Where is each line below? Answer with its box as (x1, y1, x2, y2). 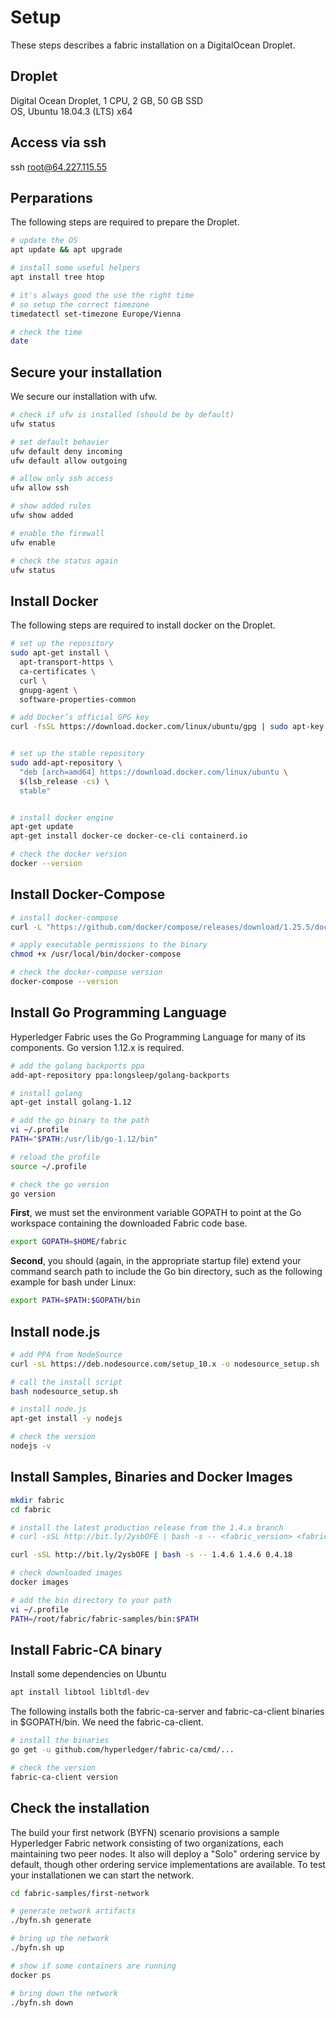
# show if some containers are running (10, 1961, 177, 1971)
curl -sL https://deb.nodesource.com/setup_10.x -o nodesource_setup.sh (10, 1359, 320, 1369)
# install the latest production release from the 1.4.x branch (10, 1522, 284, 1533)
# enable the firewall (10, 528, 105, 538)
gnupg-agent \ (19, 685, 78, 695)
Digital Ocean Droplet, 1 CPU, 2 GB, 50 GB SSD (10, 94, 204, 106)
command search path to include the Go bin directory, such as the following (10, 1266, 323, 1278)
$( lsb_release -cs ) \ (19, 776, 110, 786)
